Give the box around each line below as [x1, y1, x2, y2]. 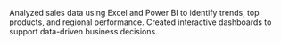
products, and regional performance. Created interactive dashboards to [9, 17, 272, 27]
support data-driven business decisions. [9, 26, 158, 36]
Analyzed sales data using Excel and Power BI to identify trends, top [9, 8, 260, 18]
